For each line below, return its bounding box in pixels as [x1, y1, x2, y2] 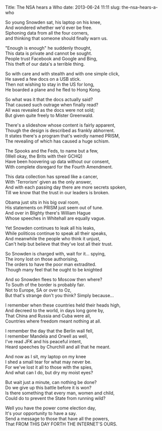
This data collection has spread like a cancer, [5, 174, 98, 180]
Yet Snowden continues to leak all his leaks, [5, 225, 95, 231]
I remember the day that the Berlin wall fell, [5, 328, 94, 334]
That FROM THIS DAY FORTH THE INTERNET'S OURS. [5, 421, 117, 427]
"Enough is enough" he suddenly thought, [5, 45, 91, 51]
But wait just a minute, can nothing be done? [5, 379, 97, 385]
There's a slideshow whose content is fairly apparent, [5, 122, 116, 128]
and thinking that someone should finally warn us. [5, 35, 108, 41]
